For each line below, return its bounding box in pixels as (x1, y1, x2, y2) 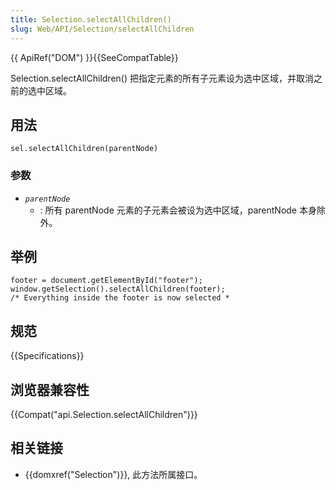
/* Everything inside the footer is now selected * (10, 293, 230, 303)
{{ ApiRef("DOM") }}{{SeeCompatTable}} (10, 51, 179, 63)
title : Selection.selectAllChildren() (10, 14, 172, 25)
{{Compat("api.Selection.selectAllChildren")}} (10, 409, 198, 421)
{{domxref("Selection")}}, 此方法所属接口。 (24, 468, 203, 480)
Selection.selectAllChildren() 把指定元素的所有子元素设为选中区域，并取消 (10, 72, 314, 84)
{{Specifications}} (10, 350, 85, 362)
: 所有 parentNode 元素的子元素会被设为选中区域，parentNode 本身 (39, 204, 317, 216)
